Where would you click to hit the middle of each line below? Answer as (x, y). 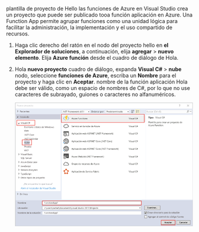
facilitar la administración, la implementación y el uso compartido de (89, 27)
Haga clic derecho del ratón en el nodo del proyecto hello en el (92, 45)
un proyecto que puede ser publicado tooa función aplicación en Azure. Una (99, 15)
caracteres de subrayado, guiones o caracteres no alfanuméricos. (95, 94)
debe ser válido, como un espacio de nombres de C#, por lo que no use (102, 88)
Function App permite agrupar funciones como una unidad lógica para (92, 21)
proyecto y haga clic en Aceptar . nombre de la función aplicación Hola (101, 82)
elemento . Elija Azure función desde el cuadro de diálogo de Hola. (97, 58)
